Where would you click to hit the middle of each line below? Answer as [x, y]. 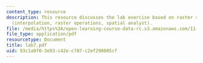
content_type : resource [36, 12]
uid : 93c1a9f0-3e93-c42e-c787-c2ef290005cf [62, 51]
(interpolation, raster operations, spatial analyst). [82, 23]
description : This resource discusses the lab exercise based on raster [100, 17]
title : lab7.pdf [27, 46]
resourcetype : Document [36, 40]
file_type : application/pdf [42, 34]
